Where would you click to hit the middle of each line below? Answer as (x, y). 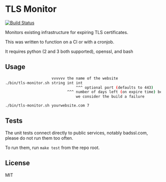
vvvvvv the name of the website (85, 78)
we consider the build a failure (110, 97)
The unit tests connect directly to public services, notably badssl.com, (77, 133)
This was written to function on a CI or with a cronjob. (60, 42)
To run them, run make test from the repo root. (52, 147)
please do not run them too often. (39, 138)
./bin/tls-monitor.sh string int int (44, 83)
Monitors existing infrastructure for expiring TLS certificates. (67, 32)
